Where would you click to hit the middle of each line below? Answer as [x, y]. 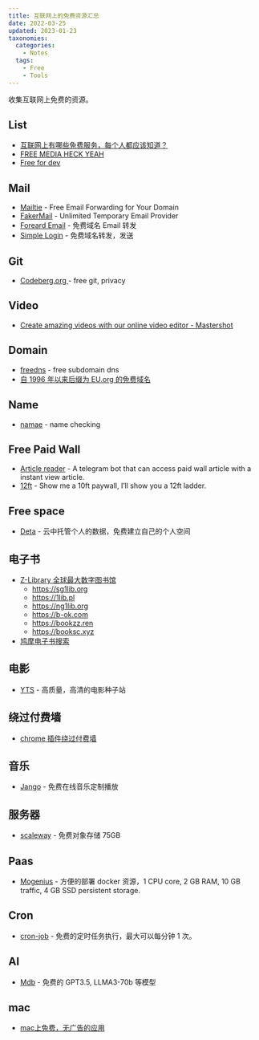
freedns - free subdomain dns [69, 369]
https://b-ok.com [60, 614]
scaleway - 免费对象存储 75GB [70, 835]
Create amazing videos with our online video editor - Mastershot [127, 325]
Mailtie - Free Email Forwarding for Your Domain [99, 207]
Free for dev [40, 163]
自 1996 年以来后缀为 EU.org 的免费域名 [85, 379]
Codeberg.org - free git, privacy [73, 281]
